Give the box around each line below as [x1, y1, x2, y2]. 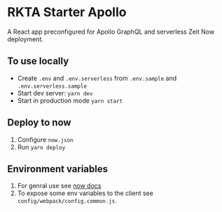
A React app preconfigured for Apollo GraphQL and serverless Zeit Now [7, 27, 215, 36]
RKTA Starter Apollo [7, 4, 127, 20]
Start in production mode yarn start [17, 96, 123, 105]
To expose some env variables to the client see [17, 189, 154, 197]
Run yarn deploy [17, 143, 66, 151]
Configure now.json [17, 135, 74, 144]
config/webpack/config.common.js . [17, 197, 117, 205]
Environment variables [7, 163, 109, 175]
